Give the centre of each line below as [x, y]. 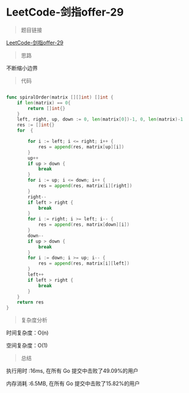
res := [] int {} [36, 125]
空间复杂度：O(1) [27, 346]
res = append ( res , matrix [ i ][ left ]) [84, 263]
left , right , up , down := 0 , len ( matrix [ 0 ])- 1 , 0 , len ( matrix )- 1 [100, 119]
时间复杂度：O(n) [28, 333]
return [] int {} [47, 108]
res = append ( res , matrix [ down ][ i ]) [84, 225]
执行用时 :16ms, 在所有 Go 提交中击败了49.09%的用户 [72, 371]
